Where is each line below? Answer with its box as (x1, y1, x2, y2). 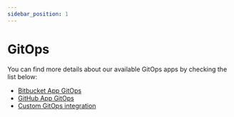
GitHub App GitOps (17, 93, 75, 102)
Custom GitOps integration (17, 101, 96, 110)
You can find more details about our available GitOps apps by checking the (7, 65, 228, 73)
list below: (7, 72, 38, 81)
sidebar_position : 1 (7, 10, 69, 18)
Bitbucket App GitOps (17, 86, 82, 95)
